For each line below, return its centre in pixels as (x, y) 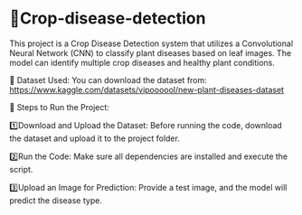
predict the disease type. (56, 200)
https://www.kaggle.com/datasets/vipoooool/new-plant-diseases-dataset (147, 89)
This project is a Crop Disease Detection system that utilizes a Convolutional (151, 43)
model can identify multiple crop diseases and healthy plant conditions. (142, 62)
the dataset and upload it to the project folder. (95, 138)
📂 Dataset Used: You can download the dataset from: (109, 79)
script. (21, 169)
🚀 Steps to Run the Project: (60, 107)
